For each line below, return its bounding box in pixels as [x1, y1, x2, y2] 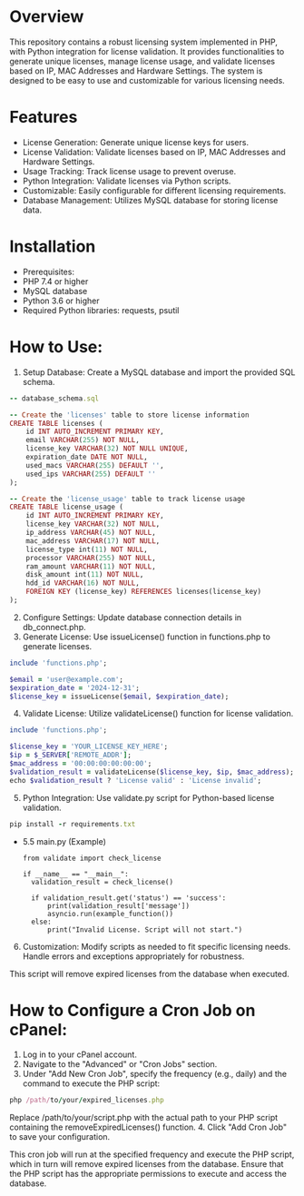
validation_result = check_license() [31, 877, 174, 886]
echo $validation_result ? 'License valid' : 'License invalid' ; [9, 776, 261, 785]
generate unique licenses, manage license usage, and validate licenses [9, 55, 275, 66]
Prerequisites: [22, 266, 75, 277]
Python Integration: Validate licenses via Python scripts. [22, 175, 231, 186]
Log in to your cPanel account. [22, 1049, 138, 1060]
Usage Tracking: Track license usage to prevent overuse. [22, 165, 237, 176]
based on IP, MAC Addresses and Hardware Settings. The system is [9, 65, 263, 76]
